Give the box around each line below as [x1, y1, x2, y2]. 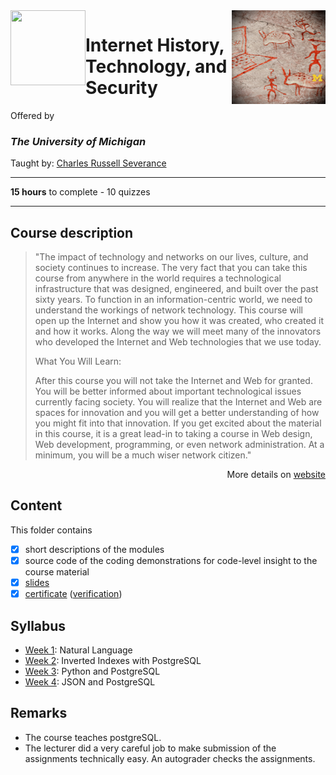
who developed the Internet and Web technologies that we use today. [34, 336, 322, 348]
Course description [10, 224, 134, 241]
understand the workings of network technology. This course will [34, 304, 304, 316]
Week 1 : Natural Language [24, 644, 133, 656]
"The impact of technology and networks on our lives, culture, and [34, 251, 309, 263]
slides [24, 576, 50, 588]
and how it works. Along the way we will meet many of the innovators [34, 325, 322, 338]
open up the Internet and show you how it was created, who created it [34, 315, 325, 327]
